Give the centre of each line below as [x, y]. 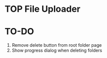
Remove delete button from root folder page [57, 45]
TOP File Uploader [43, 9]
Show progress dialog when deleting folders [57, 51]
